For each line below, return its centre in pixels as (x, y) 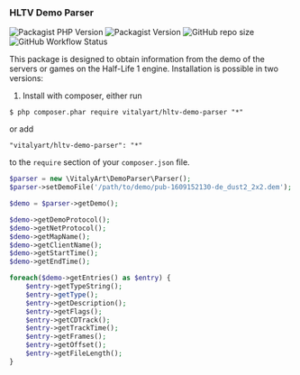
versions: (26, 78)
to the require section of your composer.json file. (100, 162)
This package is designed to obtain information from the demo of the (137, 59)
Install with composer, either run (82, 96)
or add (22, 129)
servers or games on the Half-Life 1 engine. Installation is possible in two (144, 69)
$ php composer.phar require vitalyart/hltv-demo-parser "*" (127, 113)
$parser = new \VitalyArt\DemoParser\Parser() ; (100, 179)
